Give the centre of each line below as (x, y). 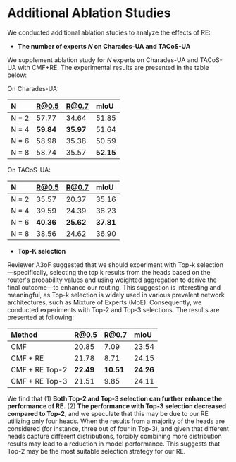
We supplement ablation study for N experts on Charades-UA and (103, 60)
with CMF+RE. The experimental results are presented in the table (113, 67)
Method (24, 335)
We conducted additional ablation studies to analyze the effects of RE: (109, 32)
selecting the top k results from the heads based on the (130, 272)
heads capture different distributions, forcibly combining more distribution (114, 436)
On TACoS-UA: (29, 170)
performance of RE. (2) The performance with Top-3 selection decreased (117, 406)
